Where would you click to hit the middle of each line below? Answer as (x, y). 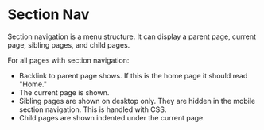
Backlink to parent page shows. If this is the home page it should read (133, 75)
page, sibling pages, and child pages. (69, 44)
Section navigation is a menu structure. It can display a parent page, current (132, 36)
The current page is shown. (64, 92)
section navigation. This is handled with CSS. (93, 109)
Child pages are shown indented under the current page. (112, 117)
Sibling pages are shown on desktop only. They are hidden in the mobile (137, 101)
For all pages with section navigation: (68, 60)
